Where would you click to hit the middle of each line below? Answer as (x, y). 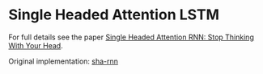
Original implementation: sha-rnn (64, 61)
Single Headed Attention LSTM (114, 15)
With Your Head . (36, 45)
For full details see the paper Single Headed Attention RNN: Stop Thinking (131, 37)
